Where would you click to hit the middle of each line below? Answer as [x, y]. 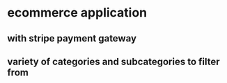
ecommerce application [77, 13]
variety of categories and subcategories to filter [114, 61]
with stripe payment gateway [72, 38]
